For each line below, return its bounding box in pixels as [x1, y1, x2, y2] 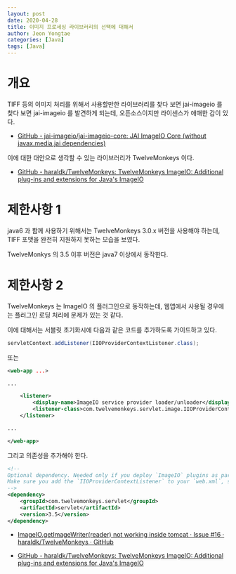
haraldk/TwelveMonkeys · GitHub [17, 537, 114, 546]
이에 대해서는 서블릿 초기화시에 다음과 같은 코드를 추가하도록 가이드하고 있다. [7, 325, 218, 334]
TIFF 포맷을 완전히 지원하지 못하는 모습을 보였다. [7, 235, 140, 243]
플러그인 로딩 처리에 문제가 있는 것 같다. [14, 311, 124, 319]
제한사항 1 [7, 202, 61, 218]
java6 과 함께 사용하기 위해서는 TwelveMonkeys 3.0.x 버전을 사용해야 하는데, [7, 226, 221, 235]
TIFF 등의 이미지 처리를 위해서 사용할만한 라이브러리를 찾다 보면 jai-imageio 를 [7, 100, 223, 108]
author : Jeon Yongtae [7, 30, 71, 37]
